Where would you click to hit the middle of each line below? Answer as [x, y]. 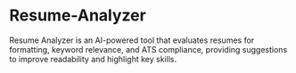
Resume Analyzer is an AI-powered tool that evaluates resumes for [132, 40]
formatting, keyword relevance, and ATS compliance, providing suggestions [148, 49]
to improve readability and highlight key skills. [93, 59]
